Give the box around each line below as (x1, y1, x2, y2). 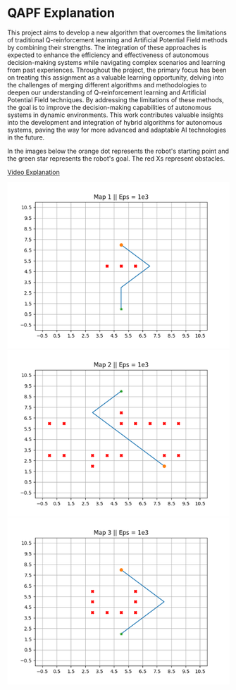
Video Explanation (7, 168, 60, 176)
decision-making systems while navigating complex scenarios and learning (7, 58, 225, 66)
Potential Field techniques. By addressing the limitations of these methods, (7, 95, 224, 104)
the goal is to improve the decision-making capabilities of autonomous (7, 103, 212, 111)
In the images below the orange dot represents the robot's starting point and (7, 147, 230, 155)
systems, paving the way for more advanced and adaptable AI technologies (7, 125, 227, 134)
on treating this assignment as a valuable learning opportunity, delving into (7, 73, 224, 82)
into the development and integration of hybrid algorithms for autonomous (7, 118, 223, 126)
